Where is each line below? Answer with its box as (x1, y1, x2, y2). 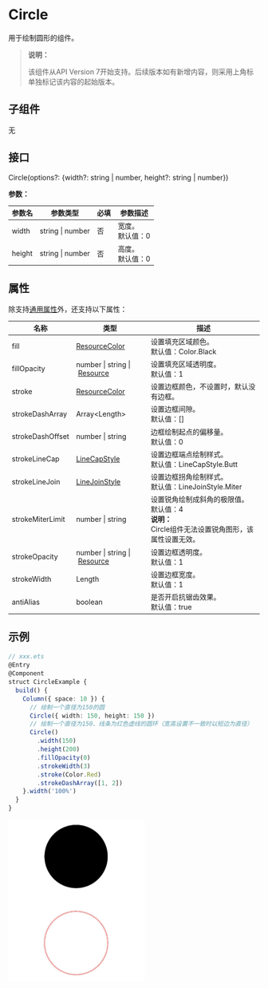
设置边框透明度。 (150, 547, 207, 556)
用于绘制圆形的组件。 (8, 33, 78, 42)
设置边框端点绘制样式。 (150, 449, 228, 459)
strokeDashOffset (11, 432, 69, 441)
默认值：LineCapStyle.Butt (150, 459, 238, 468)
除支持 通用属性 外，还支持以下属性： (8, 304, 128, 314)
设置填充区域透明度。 (150, 359, 221, 369)
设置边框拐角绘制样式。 (150, 472, 228, 482)
